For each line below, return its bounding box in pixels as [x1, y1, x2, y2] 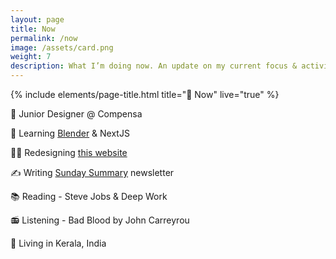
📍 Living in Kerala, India [10, 237, 107, 249]
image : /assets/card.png [10, 42, 114, 53]
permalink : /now [10, 33, 78, 43]
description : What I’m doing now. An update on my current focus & [10, 61, 298, 71]
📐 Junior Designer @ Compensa [10, 108, 143, 120]
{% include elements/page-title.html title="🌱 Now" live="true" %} [10, 89, 280, 100]
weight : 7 [10, 52, 52, 62]
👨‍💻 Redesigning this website [10, 147, 128, 158]
